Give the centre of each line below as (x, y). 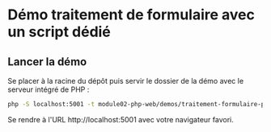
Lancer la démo (47, 62)
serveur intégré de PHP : (49, 89)
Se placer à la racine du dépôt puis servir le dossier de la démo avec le (126, 81)
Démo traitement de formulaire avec (131, 15)
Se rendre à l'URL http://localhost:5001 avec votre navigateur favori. (121, 119)
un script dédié (59, 32)
